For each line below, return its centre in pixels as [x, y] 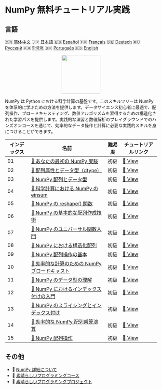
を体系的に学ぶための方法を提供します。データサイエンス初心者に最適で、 [79, 107]
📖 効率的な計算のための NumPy [67, 264]
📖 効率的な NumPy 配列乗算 [62, 322]
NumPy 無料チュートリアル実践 [67, 10]
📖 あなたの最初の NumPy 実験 [65, 161]
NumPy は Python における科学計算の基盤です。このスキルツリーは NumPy [79, 101]
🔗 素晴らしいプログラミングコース [46, 375]
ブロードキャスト [50, 271]
